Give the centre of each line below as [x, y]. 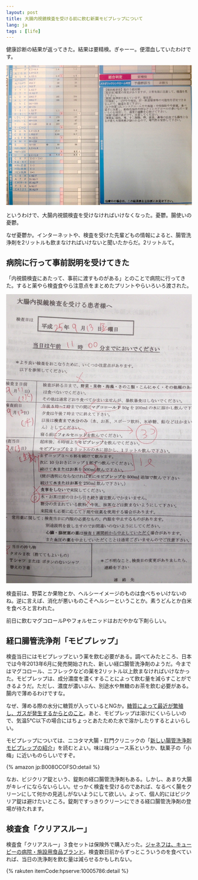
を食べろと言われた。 [32, 608]
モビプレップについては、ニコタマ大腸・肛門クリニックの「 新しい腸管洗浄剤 [99, 740]
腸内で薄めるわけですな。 [37, 693]
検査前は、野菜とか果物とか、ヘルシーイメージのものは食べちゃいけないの [96, 593]
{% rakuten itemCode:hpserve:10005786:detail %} [67, 871]
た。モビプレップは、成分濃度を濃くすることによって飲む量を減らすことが [96, 678]
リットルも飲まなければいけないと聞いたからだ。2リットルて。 [101, 242]
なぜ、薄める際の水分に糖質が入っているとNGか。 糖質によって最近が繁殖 [95, 705]
